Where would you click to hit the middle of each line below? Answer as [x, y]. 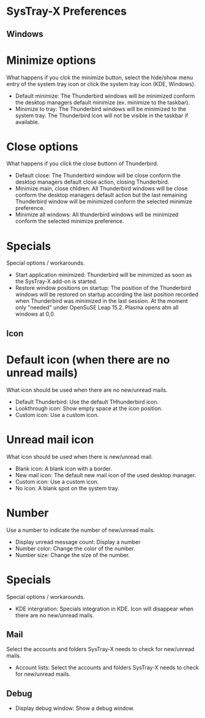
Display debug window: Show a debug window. [75, 708]
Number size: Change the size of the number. [73, 555]
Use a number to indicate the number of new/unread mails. [80, 530]
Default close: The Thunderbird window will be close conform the [98, 176]
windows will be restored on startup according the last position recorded [107, 295]
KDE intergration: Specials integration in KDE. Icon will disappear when [104, 609]
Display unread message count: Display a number [78, 542]
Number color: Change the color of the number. [75, 548]
